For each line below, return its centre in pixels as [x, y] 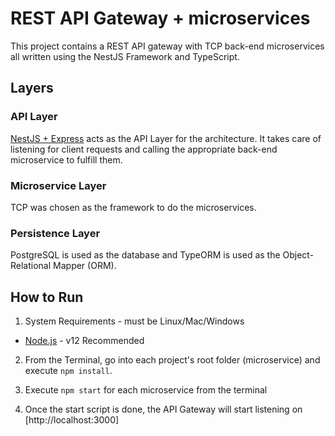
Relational [31, 266]
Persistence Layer [55, 233]
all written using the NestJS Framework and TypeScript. [125, 56]
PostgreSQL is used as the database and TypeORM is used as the [145, 255]
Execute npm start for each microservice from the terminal [146, 390]
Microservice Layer [58, 185]
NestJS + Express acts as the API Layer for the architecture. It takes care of [166, 138]
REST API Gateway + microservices [160, 18]
